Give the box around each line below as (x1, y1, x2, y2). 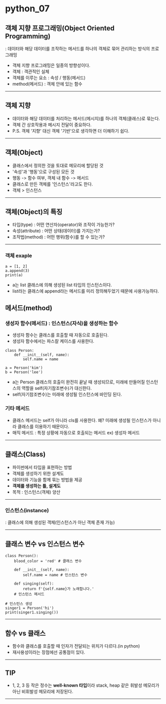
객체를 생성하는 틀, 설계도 (12, 483, 61, 489)
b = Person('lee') (5, 370, 43, 375)
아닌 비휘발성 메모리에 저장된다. (12, 689, 73, 695)
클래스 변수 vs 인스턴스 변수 (5, 540, 85, 548)
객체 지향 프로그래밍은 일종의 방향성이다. (12, 62, 90, 68)
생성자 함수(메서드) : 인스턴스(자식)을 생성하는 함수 (5, 320, 119, 327)
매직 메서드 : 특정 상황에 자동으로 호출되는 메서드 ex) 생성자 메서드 (12, 429, 140, 435)
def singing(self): (14, 581, 54, 586)
